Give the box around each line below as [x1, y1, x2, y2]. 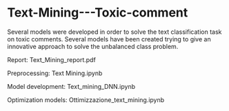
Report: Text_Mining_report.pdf [7, 55, 97, 63]
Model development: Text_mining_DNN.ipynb [7, 82, 136, 90]
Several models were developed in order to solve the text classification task [7, 28, 222, 36]
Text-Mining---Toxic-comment [7, 5, 188, 21]
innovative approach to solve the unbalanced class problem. [7, 42, 179, 50]
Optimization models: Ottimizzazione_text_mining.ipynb [7, 95, 165, 104]
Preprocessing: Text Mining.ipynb [7, 69, 103, 77]
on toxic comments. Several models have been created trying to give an [7, 34, 212, 43]
